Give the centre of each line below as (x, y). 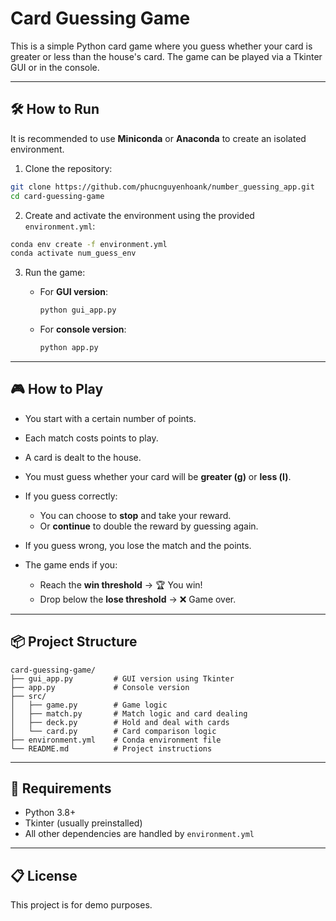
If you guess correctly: (71, 496)
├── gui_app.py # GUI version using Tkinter (122, 678)
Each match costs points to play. (91, 438)
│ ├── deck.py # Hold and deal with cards (120, 722)
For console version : (83, 329)
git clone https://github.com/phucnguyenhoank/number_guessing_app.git (162, 187)
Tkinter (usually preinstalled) (83, 823)
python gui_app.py (78, 310)
